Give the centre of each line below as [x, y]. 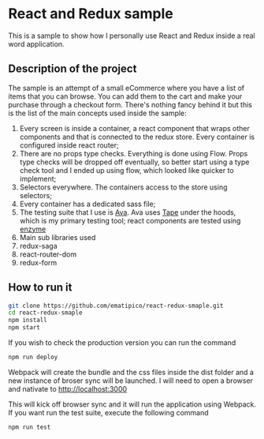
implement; [38, 178]
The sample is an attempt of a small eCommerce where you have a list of [126, 88]
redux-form [38, 262]
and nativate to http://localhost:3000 [68, 388]
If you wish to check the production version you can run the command [122, 343]
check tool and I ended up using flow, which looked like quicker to [126, 170]
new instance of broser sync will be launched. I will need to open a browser [131, 381]
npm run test [30, 427]
